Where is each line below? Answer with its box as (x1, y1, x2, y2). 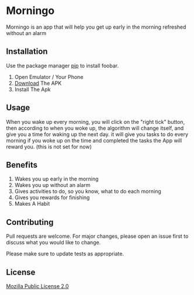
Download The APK (14, 79, 62, 86)
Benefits (6, 159, 38, 170)
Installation (6, 47, 48, 57)
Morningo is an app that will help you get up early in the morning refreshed (6, 23, 186, 30)
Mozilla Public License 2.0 (6, 283, 69, 290)
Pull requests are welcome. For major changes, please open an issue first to (6, 232, 189, 240)
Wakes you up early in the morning (14, 175, 99, 182)
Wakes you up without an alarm (14, 182, 91, 189)
